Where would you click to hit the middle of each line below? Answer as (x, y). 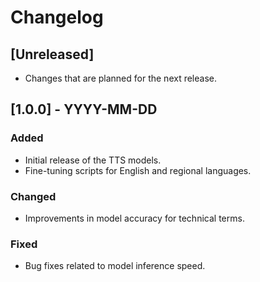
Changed (33, 196)
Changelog (57, 17)
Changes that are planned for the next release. (121, 78)
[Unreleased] (52, 54)
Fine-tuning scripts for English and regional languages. (138, 170)
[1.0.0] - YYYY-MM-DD (84, 109)
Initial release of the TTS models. (93, 160)
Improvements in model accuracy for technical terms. (134, 218)
